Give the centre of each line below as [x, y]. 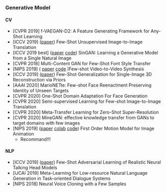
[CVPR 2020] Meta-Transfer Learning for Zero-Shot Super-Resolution [86, 112]
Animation [23, 134]
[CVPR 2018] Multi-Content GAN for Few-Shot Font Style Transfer [82, 64]
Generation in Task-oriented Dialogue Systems [62, 179]
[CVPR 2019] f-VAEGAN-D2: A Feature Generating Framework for [81, 31]
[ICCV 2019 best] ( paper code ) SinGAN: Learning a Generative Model [85, 53]
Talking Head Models [35, 168]
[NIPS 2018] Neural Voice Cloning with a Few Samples [69, 184]
